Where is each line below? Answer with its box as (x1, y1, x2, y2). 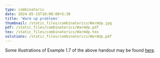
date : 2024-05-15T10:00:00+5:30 (5, 12, 71, 16)
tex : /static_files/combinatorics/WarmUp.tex (5, 29, 99, 34)
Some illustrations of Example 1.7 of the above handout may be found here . (5, 47, 156, 53)
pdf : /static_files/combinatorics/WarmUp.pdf (5, 25, 99, 30)
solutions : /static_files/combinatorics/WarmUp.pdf (5, 34, 112, 39)
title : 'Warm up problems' (5, 16, 60, 21)
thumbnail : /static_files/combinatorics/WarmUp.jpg (5, 20, 112, 26)
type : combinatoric (5, 7, 45, 12)
